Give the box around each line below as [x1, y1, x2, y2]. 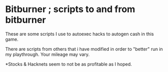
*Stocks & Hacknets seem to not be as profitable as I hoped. [5, 61, 132, 67]
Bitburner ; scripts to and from [5, 4, 136, 15]
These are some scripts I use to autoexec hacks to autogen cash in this [5, 31, 154, 37]
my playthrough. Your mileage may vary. [5, 51, 90, 57]
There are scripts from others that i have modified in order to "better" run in [5, 46, 163, 52]
